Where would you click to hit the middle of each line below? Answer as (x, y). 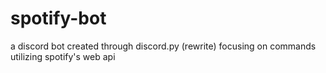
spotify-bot (58, 18)
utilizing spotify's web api (63, 56)
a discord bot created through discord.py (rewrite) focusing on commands (163, 46)
